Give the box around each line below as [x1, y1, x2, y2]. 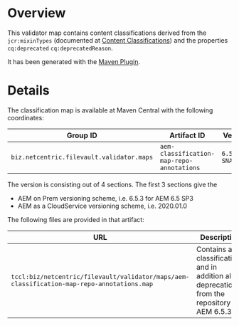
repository [196, 298, 231, 307]
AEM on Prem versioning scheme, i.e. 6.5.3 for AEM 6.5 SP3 [17, 194, 193, 202]
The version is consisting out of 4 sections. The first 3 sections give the [7, 180, 218, 189]
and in [196, 262, 217, 272]
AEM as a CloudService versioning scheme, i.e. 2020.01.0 [17, 201, 187, 210]
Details [7, 83, 50, 99]
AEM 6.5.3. [196, 306, 234, 316]
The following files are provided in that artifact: [7, 215, 144, 224]
